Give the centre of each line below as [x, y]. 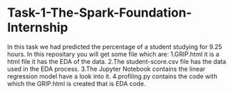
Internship [38, 27]
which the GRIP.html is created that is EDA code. [77, 83]
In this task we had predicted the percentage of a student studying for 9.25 [115, 46]
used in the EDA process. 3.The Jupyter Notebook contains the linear [106, 69]
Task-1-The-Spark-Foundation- [100, 13]
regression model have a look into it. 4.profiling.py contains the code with [112, 76]
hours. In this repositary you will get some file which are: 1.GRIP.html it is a [113, 54]
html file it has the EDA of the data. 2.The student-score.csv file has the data [117, 61]
